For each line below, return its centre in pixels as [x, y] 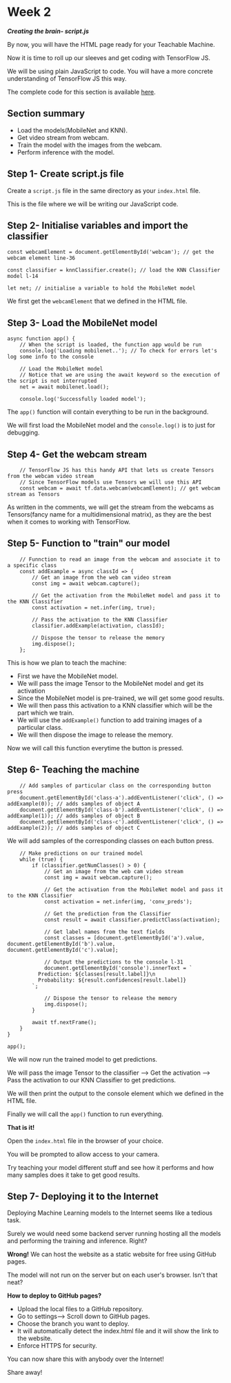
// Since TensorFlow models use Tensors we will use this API [111, 482]
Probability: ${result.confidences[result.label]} [112, 980]
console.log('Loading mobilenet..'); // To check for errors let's [118, 351]
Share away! [25, 1373]
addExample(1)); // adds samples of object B [73, 816]
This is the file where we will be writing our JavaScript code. [93, 203]
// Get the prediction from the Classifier [107, 914]
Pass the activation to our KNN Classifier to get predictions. [92, 1079]
